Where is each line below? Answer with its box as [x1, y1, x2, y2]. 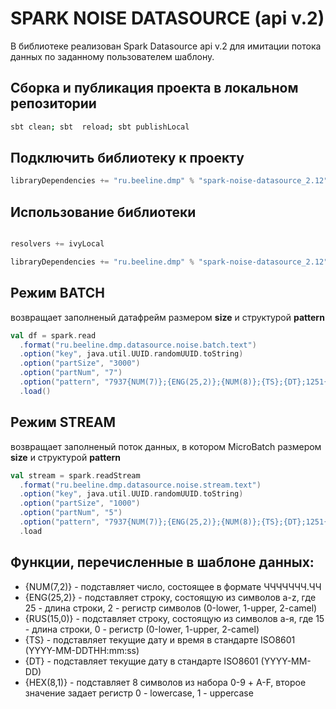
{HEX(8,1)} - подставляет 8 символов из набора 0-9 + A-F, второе [24, 676, 307, 688]
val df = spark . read [10, 330, 97, 341]
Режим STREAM [10, 414, 117, 431]
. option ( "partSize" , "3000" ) [19, 358, 141, 369]
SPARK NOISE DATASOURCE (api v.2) [10, 7, 325, 30]
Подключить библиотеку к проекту [10, 150, 245, 167]
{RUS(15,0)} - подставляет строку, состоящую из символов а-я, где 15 [24, 612, 325, 624]
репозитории [10, 95, 97, 112]
